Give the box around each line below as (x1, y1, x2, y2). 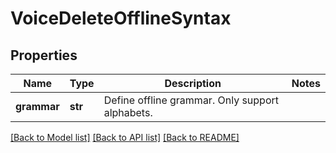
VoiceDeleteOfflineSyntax (10, 7, 232, 30)
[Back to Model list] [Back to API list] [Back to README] (10, 132, 240, 143)
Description (164, 77, 222, 90)
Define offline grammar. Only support (103, 93, 280, 107)
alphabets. (103, 106, 153, 119)
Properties (10, 47, 78, 64)
